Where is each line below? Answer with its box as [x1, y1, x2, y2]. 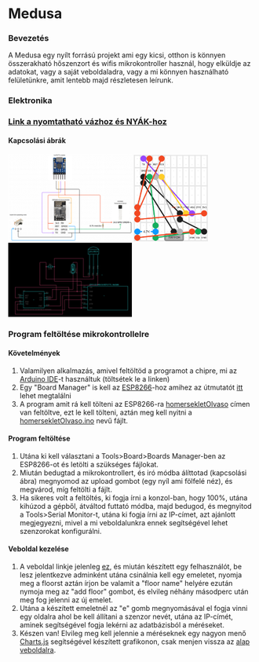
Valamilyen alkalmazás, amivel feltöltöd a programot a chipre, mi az [19, 366, 238, 375]
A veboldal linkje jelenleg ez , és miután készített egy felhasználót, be [19, 562, 242, 572]
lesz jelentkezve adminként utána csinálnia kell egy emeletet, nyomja [19, 570, 243, 580]
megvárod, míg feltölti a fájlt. [19, 485, 112, 494]
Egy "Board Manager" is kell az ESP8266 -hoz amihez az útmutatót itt [19, 382, 243, 392]
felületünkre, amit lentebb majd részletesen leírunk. [8, 75, 174, 85]
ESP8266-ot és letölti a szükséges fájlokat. [19, 459, 159, 469]
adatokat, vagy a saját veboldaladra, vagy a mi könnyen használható [8, 68, 229, 77]
